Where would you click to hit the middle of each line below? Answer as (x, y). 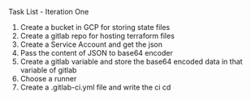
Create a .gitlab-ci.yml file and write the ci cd (95, 87)
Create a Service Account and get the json (91, 44)
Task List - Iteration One (49, 12)
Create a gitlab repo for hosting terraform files (97, 36)
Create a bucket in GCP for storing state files (95, 27)
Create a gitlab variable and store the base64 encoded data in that (131, 61)
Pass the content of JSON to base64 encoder (96, 53)
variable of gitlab (48, 70)
